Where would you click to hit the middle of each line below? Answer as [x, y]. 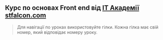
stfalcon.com [26, 16]
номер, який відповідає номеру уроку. [57, 32]
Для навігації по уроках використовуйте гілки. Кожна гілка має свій [88, 27]
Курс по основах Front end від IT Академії [72, 8]
